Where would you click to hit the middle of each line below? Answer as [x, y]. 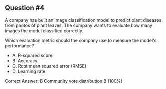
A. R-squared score [32, 55]
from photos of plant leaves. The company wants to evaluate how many [79, 25]
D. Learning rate [29, 71]
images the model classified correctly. [44, 31]
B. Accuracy [25, 61]
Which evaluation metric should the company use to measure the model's [81, 40]
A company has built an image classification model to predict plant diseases [83, 20]
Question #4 [25, 8]
